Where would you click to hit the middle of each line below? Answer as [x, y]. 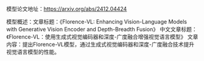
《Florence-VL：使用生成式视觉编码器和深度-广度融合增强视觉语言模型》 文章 [102, 37]
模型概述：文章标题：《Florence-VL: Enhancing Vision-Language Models [97, 22]
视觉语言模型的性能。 [33, 52]
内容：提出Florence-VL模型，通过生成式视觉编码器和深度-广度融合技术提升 [100, 44]
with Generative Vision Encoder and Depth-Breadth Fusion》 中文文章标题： [102, 29]
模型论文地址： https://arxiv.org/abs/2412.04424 [67, 9]
